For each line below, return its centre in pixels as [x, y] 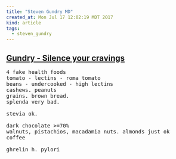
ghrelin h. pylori [33, 149]
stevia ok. [22, 113]
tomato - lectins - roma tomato [53, 78]
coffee [16, 137]
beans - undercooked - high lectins [60, 84]
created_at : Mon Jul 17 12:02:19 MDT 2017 [60, 17]
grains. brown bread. [38, 96]
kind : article [24, 23]
